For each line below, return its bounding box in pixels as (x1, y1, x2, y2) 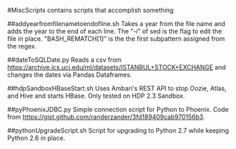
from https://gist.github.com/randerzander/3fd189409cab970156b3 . (7, 112, 206, 121)
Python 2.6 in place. (7, 134, 66, 142)
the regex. (7, 42, 37, 50)
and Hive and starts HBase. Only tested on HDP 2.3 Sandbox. (7, 91, 185, 100)
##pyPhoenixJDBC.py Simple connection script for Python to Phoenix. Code (7, 105, 229, 113)
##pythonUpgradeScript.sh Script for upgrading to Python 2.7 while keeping (7, 127, 229, 134)
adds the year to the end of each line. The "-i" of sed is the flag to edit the (7, 27, 222, 35)
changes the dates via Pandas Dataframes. (7, 70, 132, 79)
